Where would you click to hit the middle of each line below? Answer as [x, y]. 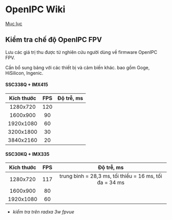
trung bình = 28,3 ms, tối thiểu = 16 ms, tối [111, 176]
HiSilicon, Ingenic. [24, 73]
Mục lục [14, 24]
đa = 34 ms [111, 183]
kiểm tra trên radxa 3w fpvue [44, 212]
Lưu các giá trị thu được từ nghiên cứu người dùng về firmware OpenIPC [81, 52]
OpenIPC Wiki [35, 9]
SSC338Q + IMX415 [27, 85]
